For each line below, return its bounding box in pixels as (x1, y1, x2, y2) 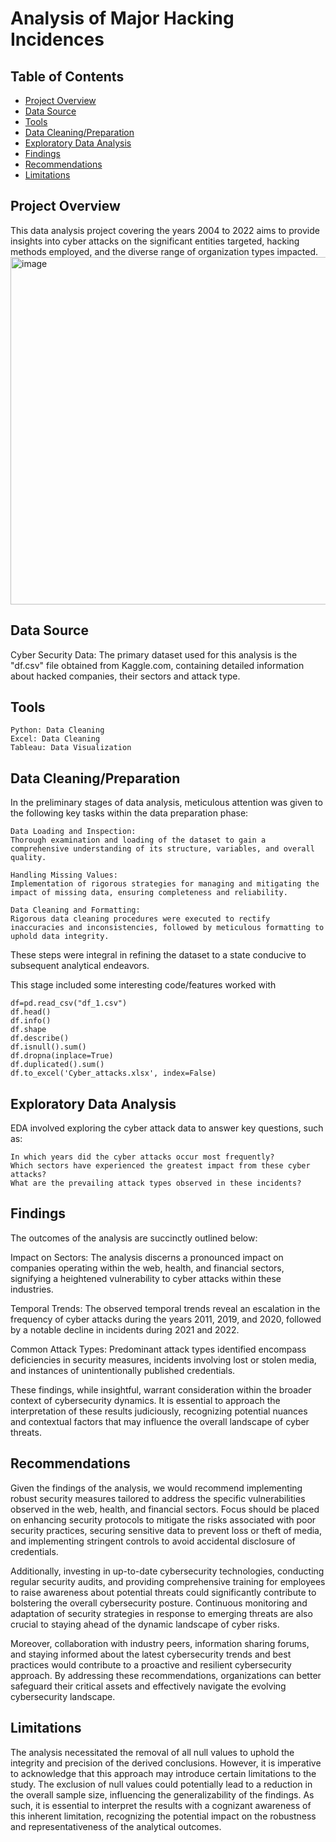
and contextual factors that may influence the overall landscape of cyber (10, 1415, 310, 1427)
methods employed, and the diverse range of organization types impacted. (10, 245, 318, 257)
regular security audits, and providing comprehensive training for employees (10, 1575, 326, 1587)
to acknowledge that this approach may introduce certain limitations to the (10, 1767, 317, 1779)
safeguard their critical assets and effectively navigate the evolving (10, 1680, 287, 1692)
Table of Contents (10, 68, 125, 85)
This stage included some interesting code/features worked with (10, 979, 277, 991)
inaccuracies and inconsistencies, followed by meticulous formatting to (10, 923, 325, 933)
